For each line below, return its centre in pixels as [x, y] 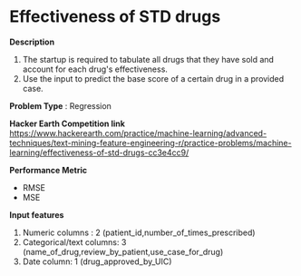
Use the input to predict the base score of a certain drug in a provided [153, 78]
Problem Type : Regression [60, 105]
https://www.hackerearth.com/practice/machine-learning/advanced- [138, 133]
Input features [37, 214]
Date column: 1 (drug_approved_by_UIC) [97, 261]
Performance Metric [49, 170]
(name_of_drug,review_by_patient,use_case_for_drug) [123, 251]
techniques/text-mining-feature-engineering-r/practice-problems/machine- [150, 143]
